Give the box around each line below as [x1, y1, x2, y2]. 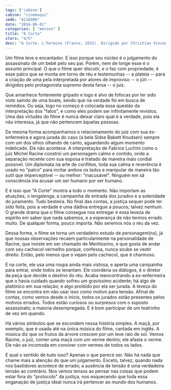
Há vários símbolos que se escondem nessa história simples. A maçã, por [5, 320, 160, 326]
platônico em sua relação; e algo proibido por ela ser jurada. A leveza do [5, 283, 157, 289]
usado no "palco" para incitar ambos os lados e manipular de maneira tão [5, 166, 160, 173]
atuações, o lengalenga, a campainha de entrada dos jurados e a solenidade [5, 192, 165, 199]
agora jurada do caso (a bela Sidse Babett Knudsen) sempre [33, 134, 160, 140]
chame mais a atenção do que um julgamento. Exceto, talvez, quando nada [5, 357, 163, 363]
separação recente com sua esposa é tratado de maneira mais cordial [5, 156, 152, 162]
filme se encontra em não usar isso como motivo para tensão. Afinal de [5, 288, 155, 295]
